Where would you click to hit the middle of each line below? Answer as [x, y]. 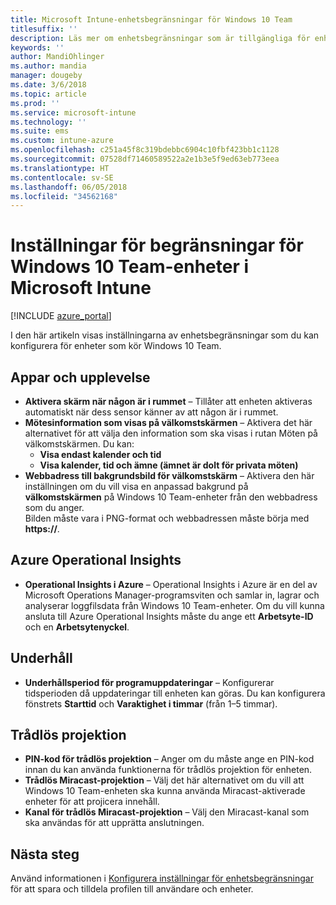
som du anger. [54, 507]
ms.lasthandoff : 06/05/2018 [69, 187]
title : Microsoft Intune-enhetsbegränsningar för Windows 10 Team [151, 19]
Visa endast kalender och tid [100, 454]
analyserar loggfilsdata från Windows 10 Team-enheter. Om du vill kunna [174, 605]
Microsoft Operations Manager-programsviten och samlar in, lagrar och [172, 595]
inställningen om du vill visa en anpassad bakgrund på [136, 486]
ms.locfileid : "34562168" [64, 196]
